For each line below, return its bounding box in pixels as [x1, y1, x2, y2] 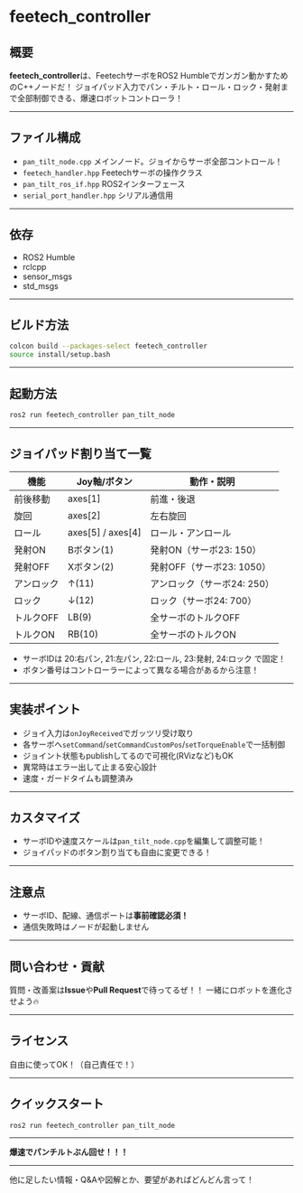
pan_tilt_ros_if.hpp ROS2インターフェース [22, 178, 186, 189]
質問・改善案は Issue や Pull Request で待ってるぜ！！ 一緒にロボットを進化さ [9, 984, 293, 995]
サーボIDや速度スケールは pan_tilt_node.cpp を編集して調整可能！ [22, 835, 265, 846]
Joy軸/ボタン [76, 475, 133, 488]
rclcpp [22, 261, 47, 272]
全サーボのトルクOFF [150, 611, 241, 624]
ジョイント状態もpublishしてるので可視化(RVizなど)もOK [22, 750, 234, 760]
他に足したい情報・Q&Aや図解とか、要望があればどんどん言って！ [9, 1174, 254, 1185]
